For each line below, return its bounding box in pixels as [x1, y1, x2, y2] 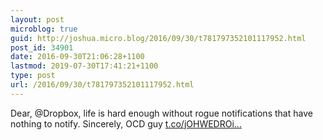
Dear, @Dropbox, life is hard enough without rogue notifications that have [10, 107, 313, 119]
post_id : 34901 [10, 42, 74, 53]
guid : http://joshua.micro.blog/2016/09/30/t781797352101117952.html [10, 33, 307, 43]
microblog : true [10, 24, 78, 34]
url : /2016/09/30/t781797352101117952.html [10, 80, 195, 90]
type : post [10, 71, 56, 81]
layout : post [10, 14, 65, 25]
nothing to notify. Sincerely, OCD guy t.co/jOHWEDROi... [10, 117, 242, 130]
